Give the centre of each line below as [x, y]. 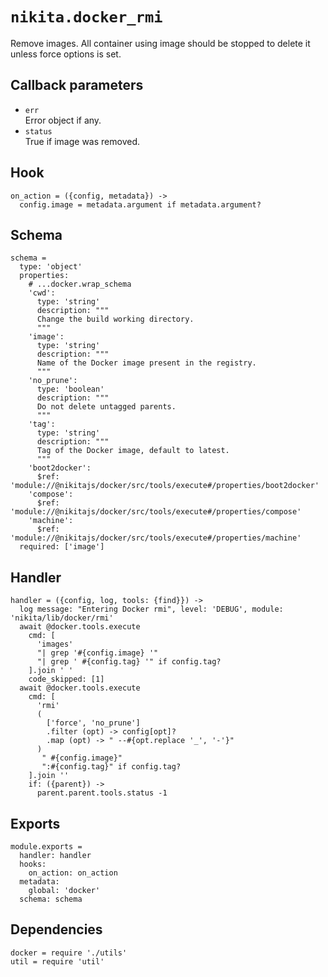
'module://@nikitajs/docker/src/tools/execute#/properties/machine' [156, 538]
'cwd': [42, 293]
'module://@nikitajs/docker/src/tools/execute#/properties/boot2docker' [165, 486]
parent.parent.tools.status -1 [102, 793]
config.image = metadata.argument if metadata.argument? [140, 204]
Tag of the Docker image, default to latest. [133, 451]
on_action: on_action [73, 873]
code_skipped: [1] [66, 679]
